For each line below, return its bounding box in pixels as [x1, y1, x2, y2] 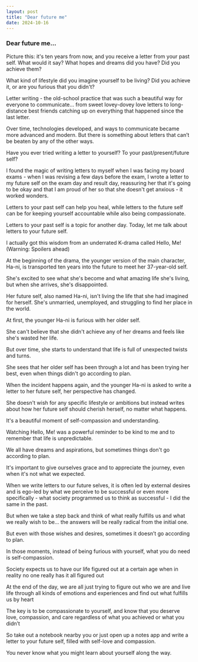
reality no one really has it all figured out [6, 571, 105, 578]
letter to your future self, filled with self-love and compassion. [6, 638, 156, 645]
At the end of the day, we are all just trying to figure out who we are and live [6, 583, 191, 590]
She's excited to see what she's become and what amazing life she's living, [6, 274, 190, 282]
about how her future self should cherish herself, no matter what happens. [6, 405, 187, 412]
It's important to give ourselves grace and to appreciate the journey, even [6, 463, 185, 471]
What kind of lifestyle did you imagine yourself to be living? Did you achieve [6, 76, 191, 84]
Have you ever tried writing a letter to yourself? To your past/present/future [6, 149, 190, 156]
